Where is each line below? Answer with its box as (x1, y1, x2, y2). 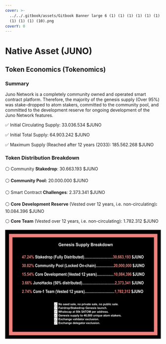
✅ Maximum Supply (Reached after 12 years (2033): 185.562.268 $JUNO (5, 142, 154, 148)
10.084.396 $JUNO (5, 208, 44, 214)
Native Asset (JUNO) (5, 46, 92, 57)
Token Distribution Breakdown (5, 154, 80, 161)
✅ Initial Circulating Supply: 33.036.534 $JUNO (5, 122, 102, 128)
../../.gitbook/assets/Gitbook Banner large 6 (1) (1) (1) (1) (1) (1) (9, 13, 161, 18)
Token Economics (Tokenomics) (5, 65, 106, 74)
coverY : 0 (5, 24, 26, 29)
